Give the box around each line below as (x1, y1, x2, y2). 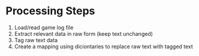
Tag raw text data (14, 36, 58, 43)
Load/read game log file (14, 24, 74, 31)
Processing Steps (5, 4, 95, 18)
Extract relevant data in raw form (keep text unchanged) (14, 30, 153, 37)
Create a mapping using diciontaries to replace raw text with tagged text (14, 43, 193, 50)
